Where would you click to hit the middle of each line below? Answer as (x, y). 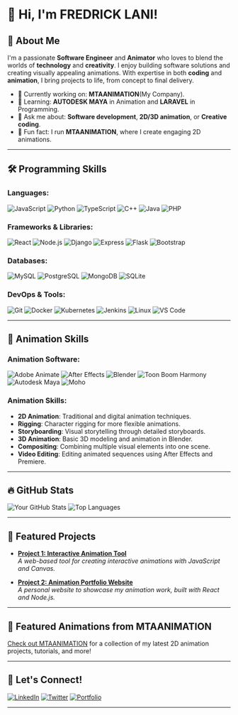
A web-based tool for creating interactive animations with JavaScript (119, 561)
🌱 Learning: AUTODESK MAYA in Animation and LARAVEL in (106, 102)
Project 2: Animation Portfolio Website (75, 582)
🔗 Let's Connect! (45, 680)
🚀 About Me (34, 41)
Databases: (28, 261)
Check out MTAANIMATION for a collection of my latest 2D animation (108, 643)
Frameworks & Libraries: (50, 226)
